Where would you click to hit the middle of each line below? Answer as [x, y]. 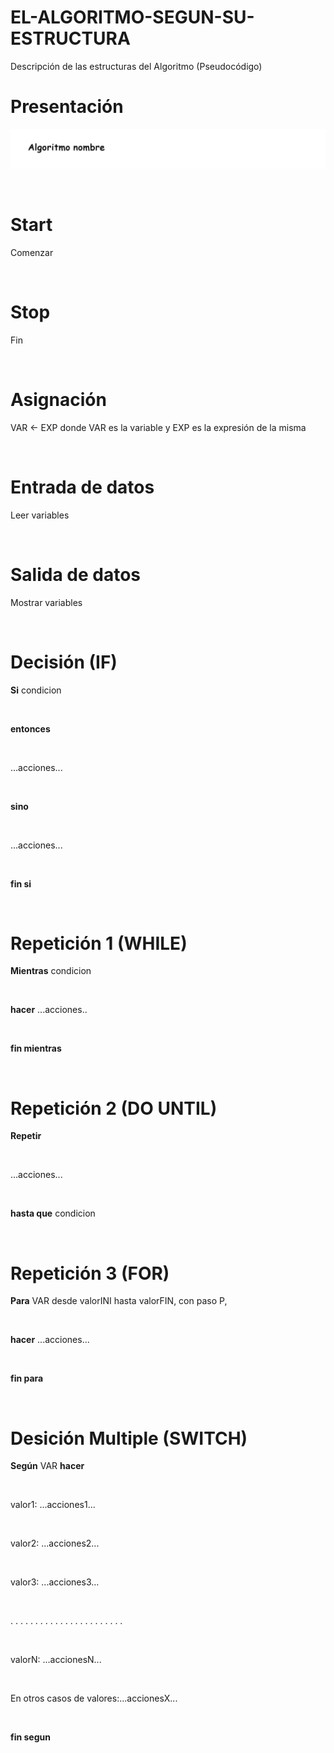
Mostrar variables [46, 602]
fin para [27, 1378]
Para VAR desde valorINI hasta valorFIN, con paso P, [119, 1301]
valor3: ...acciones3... [55, 1582]
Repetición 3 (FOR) [90, 1273]
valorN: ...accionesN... [56, 1660]
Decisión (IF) [64, 662]
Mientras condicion [51, 971]
